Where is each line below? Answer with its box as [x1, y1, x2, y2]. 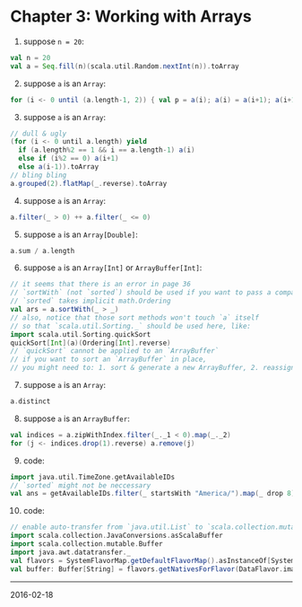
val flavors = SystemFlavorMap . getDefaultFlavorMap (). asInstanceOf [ [10, 556, 272, 565]
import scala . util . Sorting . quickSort [10, 330, 151, 339]
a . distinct [10, 397, 51, 406]
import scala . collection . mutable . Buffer [10, 540, 164, 549]
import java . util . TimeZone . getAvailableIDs [10, 472, 176, 481]
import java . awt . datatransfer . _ [10, 548, 131, 557]
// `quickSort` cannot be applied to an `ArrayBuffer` [10, 347, 220, 356]
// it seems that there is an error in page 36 [10, 280, 192, 289]
